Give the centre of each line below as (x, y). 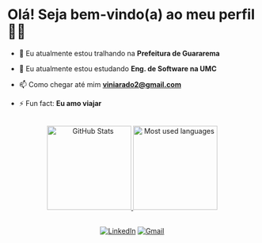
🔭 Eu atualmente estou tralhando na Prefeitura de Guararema (119, 53)
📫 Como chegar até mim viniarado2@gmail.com (100, 84)
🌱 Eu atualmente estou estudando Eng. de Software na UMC (118, 68)
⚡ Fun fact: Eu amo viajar (60, 103)
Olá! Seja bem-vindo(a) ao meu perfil (131, 15)
